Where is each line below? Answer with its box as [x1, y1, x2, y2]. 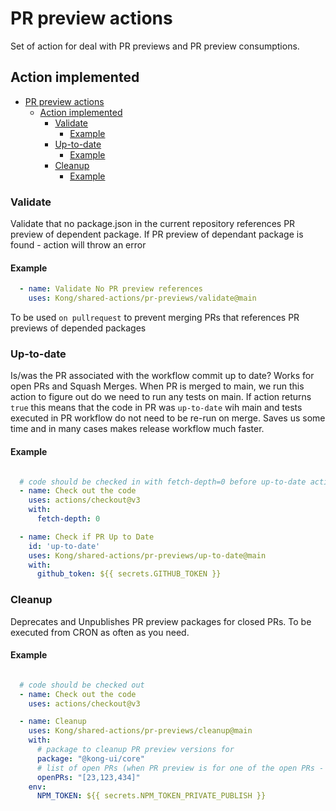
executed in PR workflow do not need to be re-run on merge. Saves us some [10, 412, 326, 424]
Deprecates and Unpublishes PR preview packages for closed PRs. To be [10, 615, 312, 627]
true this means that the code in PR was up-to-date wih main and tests [10, 402, 303, 414]
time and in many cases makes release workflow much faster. [10, 423, 265, 435]
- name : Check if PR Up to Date [19, 532, 155, 542]
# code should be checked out [19, 680, 145, 690]
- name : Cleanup [19, 717, 87, 727]
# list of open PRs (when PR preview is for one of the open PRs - [36, 763, 325, 773]
